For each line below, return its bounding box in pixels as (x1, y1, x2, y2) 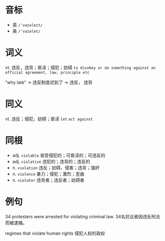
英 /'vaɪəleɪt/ (12, 22, 43, 28)
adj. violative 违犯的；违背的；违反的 (12, 158, 90, 164)
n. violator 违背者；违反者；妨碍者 (12, 177, 85, 183)
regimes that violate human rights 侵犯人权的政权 (5, 230, 105, 236)
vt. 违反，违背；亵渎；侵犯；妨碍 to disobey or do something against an (5, 64, 156, 70)
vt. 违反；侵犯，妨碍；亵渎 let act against (5, 116, 93, 122)
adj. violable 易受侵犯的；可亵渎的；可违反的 (12, 152, 106, 158)
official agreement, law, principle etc (5, 70, 90, 75)
